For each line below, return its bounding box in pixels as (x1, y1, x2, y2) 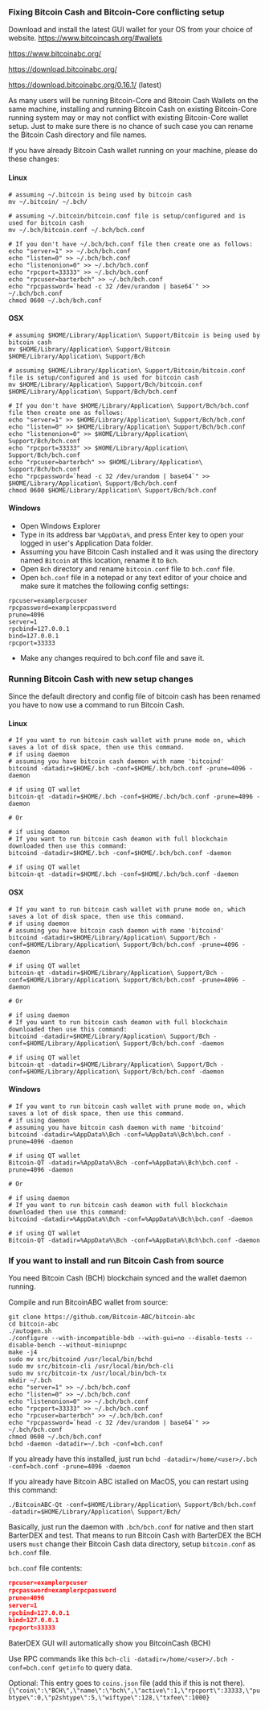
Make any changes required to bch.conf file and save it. (19, 653, 205, 662)
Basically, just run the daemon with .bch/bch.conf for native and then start (8, 1522, 255, 1532)
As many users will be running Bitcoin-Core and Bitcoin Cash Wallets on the (8, 96, 259, 106)
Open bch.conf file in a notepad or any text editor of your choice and (19, 572, 247, 582)
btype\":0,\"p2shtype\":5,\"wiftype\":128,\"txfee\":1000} (8, 1694, 210, 1702)
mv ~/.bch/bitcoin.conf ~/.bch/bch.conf (8, 226, 146, 234)
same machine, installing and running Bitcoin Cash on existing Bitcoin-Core (8, 104, 257, 114)
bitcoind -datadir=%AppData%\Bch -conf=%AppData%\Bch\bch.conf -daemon (8, 1215, 253, 1223)
